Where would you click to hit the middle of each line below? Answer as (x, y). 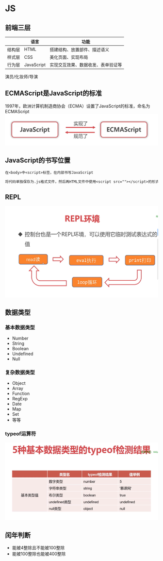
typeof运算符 (21, 434)
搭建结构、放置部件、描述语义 (80, 50)
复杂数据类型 (20, 372)
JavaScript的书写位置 (38, 161)
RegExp (20, 399)
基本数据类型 (20, 327)
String (18, 343)
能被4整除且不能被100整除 (38, 548)
